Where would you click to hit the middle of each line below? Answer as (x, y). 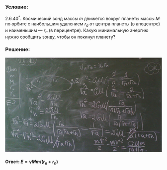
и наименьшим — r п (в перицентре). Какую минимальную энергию (77, 31)
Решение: (18, 50)
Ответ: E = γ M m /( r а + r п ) (32, 162)
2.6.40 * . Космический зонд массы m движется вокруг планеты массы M (83, 18)
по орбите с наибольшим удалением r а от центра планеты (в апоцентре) (83, 24)
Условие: (17, 7)
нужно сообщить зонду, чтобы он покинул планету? (60, 37)
